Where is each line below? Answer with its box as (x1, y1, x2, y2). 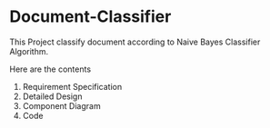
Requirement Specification (22, 81, 123, 92)
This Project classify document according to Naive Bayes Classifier (9, 36, 261, 47)
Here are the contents (9, 64, 92, 74)
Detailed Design (22, 91, 83, 102)
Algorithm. (9, 45, 48, 56)
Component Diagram (22, 100, 102, 111)
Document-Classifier (9, 6, 172, 27)
